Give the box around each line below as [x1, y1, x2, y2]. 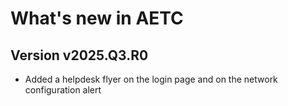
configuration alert [24, 84, 102, 96]
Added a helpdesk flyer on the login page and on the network [24, 73, 278, 85]
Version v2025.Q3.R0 [10, 47, 149, 64]
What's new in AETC [10, 7, 184, 30]
